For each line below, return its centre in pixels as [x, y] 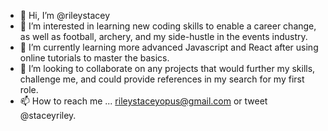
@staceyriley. [48, 115]
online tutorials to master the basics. [94, 58]
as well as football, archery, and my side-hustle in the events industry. [163, 36]
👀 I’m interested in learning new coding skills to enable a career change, [168, 26]
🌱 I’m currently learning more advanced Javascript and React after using [169, 47]
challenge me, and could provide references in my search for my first [162, 79]
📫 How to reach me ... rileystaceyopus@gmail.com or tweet [143, 101]
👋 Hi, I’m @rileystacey [65, 15]
